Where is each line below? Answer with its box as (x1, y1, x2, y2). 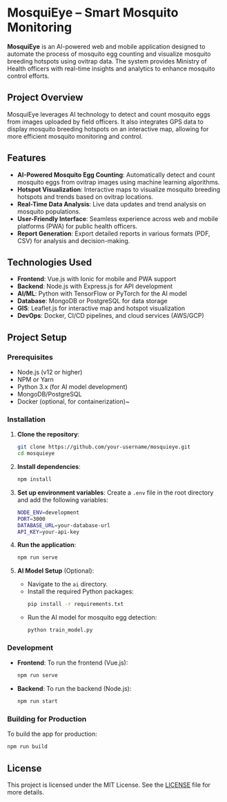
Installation (7, 414, 46, 424)
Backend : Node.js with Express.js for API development (17, 282, 173, 291)
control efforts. (7, 71, 50, 80)
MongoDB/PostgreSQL (17, 390, 82, 399)
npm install (17, 476, 52, 483)
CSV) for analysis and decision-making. (17, 236, 130, 245)
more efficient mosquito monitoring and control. (7, 132, 144, 140)
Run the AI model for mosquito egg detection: (27, 613, 157, 622)
